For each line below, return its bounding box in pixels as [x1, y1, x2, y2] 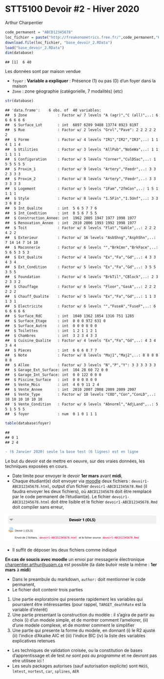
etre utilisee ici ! [12, 657, 44, 663]
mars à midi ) [5, 567, 31, 573]
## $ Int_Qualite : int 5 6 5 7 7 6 [5, 206, 97, 211]
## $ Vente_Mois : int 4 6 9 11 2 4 [5, 382, 99, 388]
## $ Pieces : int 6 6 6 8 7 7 [5, 348, 97, 353]
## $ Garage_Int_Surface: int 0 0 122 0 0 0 [5, 372, 102, 378]
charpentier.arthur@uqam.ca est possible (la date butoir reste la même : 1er [5, 561, 157, 567]
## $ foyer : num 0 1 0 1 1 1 [5, 412, 97, 417]
